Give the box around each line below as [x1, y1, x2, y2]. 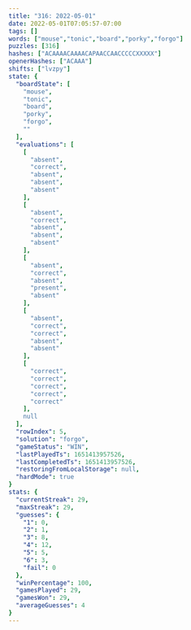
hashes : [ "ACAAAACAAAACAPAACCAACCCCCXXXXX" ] [8, 50, 162, 58]
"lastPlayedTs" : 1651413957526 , [15, 450, 126, 458]
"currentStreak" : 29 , [15, 495, 89, 504]
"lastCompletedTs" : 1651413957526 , [15, 458, 137, 466]
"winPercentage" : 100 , [15, 579, 93, 587]
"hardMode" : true [15, 473, 75, 481]
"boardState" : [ [15, 80, 71, 88]
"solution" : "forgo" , [15, 435, 89, 443]
